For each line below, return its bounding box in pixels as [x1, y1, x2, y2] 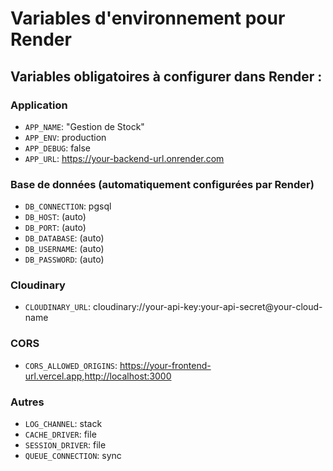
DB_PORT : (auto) [24, 222, 87, 234]
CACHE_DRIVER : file [24, 428, 97, 441]
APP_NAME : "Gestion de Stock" [24, 120, 145, 132]
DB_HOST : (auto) [24, 211, 87, 223]
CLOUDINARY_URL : [24, 301, 92, 313]
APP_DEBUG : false [24, 142, 91, 154]
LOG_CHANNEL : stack [24, 418, 103, 430]
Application [10, 98, 68, 112]
